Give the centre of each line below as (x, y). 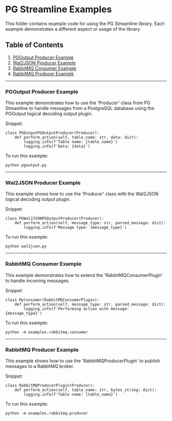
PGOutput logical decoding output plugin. (49, 114)
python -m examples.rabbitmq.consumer (47, 332)
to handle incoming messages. (38, 280)
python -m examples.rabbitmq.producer (47, 413)
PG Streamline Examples (59, 9)
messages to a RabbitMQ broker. (40, 366)
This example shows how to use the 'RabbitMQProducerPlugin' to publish (83, 361)
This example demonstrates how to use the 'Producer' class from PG (78, 103)
